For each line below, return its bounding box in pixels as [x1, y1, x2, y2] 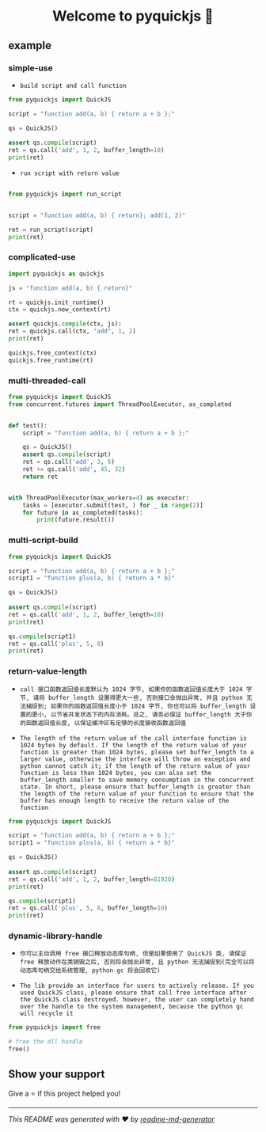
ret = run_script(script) [8, 226, 93, 234]
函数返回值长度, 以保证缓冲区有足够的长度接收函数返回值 [25, 719, 187, 727]
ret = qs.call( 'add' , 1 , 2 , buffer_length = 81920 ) [8, 875, 176, 883]
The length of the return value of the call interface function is [19, 734, 247, 743]
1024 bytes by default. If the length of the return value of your [19, 741, 247, 749]
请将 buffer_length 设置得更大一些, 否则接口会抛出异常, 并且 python [32, 693, 243, 701]
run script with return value [19, 169, 120, 177]
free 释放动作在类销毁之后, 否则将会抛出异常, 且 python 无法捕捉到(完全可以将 [19, 958, 255, 967]
